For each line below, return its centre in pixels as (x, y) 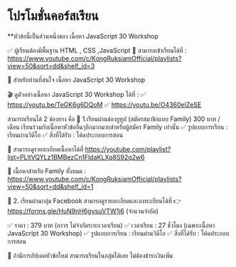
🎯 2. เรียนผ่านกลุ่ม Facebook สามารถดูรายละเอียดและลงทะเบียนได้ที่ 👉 (94, 201)
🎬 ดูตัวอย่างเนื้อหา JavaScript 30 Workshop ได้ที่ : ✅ (77, 94)
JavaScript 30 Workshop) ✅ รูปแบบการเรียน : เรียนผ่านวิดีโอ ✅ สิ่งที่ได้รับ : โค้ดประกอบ (118, 233)
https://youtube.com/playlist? (128, 149)
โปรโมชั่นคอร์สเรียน (53, 16)
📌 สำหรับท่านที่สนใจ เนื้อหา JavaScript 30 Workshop (76, 80)
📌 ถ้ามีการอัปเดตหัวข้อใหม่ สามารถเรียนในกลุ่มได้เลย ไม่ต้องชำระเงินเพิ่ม (90, 255)
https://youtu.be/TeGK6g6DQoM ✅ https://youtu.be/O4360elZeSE (104, 105)
